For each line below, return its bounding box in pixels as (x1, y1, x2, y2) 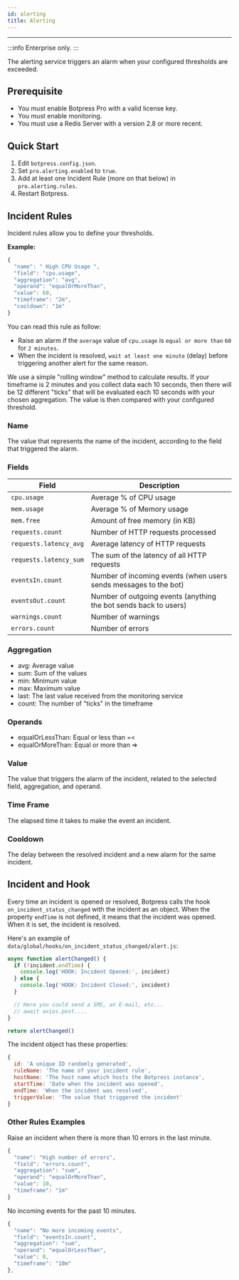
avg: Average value (17, 661, 75, 670)
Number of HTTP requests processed (90, 527, 217, 537)
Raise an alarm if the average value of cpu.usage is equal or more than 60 (17, 336, 232, 344)
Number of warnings (90, 612, 160, 622)
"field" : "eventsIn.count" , (14, 1234, 97, 1241)
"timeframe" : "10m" (14, 1260, 72, 1267)
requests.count (11, 528, 63, 537)
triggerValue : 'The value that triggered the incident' (14, 1093, 183, 1101)
